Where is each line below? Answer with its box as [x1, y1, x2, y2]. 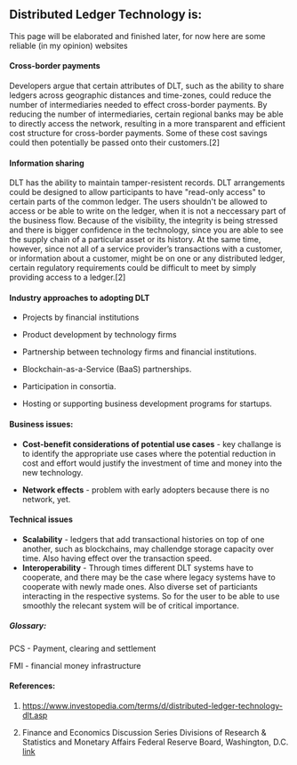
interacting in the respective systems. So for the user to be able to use [21, 590, 280, 601]
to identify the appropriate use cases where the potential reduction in [21, 448, 277, 459]
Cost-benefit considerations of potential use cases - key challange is [21, 438, 282, 449]
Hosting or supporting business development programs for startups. [21, 398, 273, 409]
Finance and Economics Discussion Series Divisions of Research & [21, 728, 267, 737]
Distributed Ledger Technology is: [9, 7, 203, 22]
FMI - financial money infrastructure [9, 660, 141, 671]
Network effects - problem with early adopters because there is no [21, 484, 269, 495]
